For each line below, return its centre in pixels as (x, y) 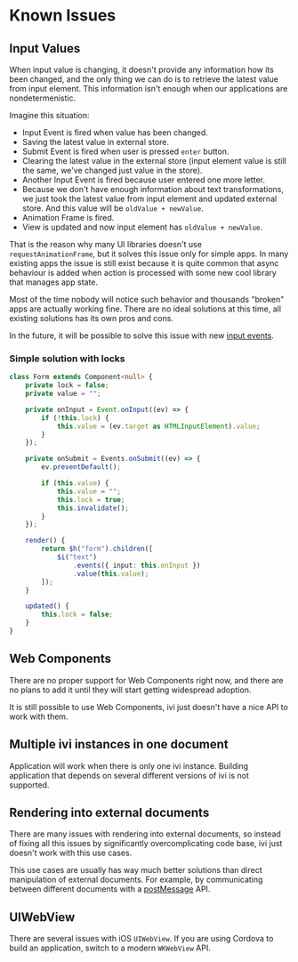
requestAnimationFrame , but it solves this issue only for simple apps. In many (149, 254)
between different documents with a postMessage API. (110, 889)
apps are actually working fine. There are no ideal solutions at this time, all (145, 309)
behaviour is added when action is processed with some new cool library (143, 273)
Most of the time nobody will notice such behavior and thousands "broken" (147, 299)
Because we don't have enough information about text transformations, (153, 189)
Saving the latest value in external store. (96, 142)
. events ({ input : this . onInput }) (137, 565)
